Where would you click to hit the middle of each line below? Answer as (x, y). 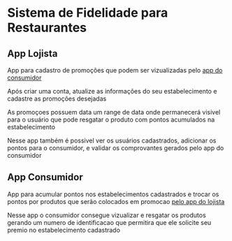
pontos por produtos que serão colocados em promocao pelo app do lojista (116, 201)
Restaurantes (47, 28)
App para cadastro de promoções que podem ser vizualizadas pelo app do (115, 70)
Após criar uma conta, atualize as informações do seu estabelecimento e (112, 91)
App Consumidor (45, 177)
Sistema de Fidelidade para (88, 13)
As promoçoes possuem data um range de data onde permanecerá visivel (114, 112)
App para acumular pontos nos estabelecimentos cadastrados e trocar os (113, 194)
